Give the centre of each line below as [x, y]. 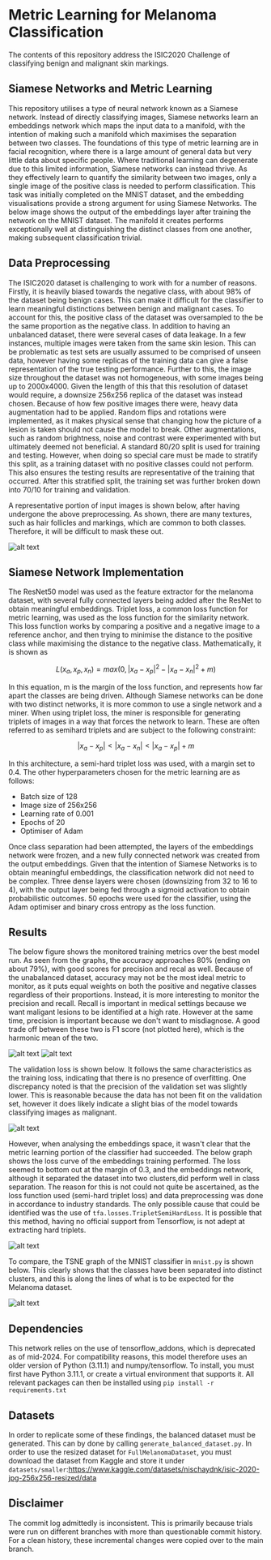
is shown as [28, 652]
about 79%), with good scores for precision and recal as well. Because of [131, 969]
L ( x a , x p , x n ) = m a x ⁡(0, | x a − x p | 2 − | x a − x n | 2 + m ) [136, 669]
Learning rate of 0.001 [57, 814]
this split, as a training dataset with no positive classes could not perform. [131, 463]
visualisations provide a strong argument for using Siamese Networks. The [133, 203]
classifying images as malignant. [63, 1112]
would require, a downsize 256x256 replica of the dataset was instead [125, 394]
